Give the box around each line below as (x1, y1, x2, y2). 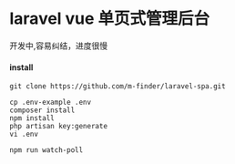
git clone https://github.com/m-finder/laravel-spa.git (9, 82, 226, 91)
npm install (9, 114, 55, 123)
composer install (9, 106, 76, 115)
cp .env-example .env (9, 97, 92, 108)
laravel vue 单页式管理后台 (9, 8, 210, 29)
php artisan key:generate (9, 122, 107, 131)
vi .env (9, 129, 39, 139)
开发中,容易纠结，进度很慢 (9, 40, 108, 51)
